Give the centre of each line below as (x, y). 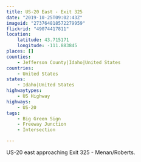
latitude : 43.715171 (43, 40)
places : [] (20, 51)
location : (19, 34)
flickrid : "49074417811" (38, 29)
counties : (19, 57)
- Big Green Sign (39, 118)
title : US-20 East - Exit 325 (45, 12)
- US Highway (34, 96)
